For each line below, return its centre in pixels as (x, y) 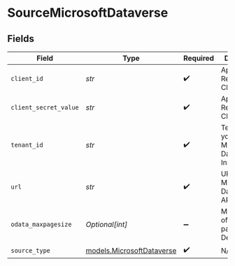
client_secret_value (45, 107)
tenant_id (27, 145)
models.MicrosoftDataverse (131, 251)
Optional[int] (107, 224)
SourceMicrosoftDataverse (88, 13)
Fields (21, 39)
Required (199, 58)
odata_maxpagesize (41, 224)
